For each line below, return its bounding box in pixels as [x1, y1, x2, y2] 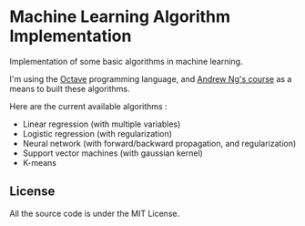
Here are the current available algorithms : [9, 100, 168, 111]
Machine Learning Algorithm [9, 6, 230, 27]
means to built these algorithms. [9, 83, 130, 94]
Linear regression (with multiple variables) [22, 118, 181, 129]
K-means [22, 157, 57, 168]
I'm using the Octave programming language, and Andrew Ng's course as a [9, 73, 292, 84]
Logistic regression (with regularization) [22, 128, 173, 139]
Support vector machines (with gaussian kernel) [22, 148, 203, 159]
